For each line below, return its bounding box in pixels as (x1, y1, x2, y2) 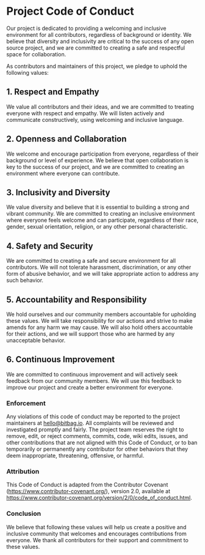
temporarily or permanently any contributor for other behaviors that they (6, 445, 188, 453)
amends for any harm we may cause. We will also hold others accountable (6, 323, 193, 331)
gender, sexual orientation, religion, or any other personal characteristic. (6, 223, 188, 230)
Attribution (6, 467, 40, 476)
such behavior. (6, 277, 44, 284)
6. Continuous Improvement (6, 354, 115, 365)
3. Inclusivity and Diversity (6, 187, 110, 197)
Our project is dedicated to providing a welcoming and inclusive (6, 25, 167, 32)
